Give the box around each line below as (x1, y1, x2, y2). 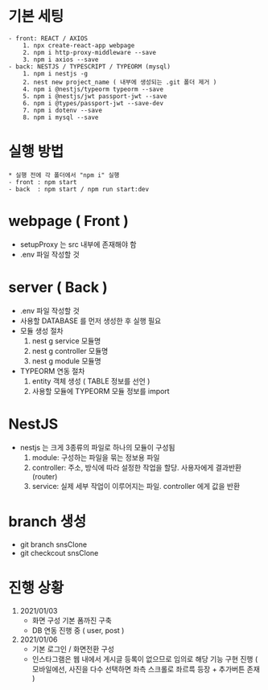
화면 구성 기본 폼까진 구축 (31, 615, 113, 625)
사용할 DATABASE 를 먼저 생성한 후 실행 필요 (19, 315, 162, 326)
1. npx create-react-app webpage (23, 41, 135, 49)
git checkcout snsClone (19, 548, 99, 557)
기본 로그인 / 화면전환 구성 (31, 644, 115, 654)
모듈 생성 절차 (19, 326, 64, 335)
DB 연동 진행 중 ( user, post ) (31, 625, 125, 635)
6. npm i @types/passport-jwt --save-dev (23, 99, 163, 107)
